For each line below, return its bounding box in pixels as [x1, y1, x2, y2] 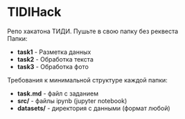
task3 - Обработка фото [17, 62, 89, 71]
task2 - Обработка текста [17, 55, 94, 63]
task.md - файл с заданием [17, 89, 99, 98]
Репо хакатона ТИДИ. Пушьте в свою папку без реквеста [7, 27, 179, 35]
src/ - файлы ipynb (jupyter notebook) [17, 96, 127, 104]
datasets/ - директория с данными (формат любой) [17, 104, 171, 112]
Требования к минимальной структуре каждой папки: [7, 75, 168, 84]
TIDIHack [7, 4, 62, 20]
